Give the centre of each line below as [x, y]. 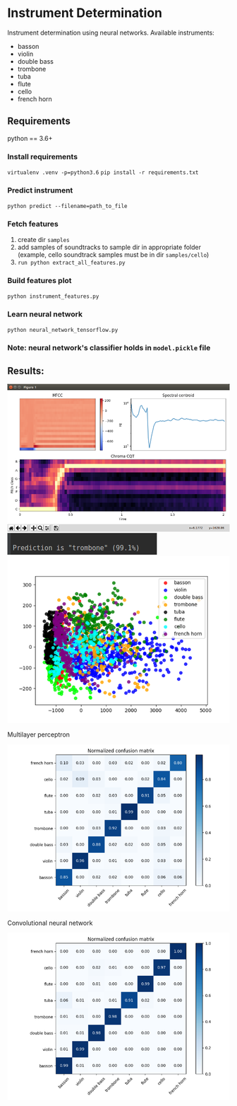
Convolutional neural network [50, 923]
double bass [36, 61]
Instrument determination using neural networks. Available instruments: [111, 33]
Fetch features [33, 224]
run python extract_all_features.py [71, 263]
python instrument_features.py [53, 296]
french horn [35, 99]
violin [25, 54]
